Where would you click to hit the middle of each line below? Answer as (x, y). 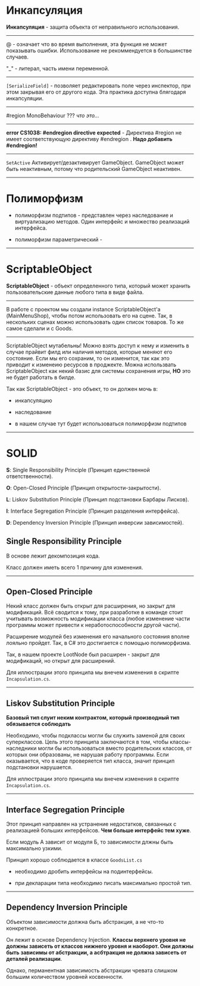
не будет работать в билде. (41, 377)
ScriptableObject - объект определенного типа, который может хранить (98, 286)
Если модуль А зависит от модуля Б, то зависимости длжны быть (90, 842)
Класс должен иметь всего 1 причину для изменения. (75, 567)
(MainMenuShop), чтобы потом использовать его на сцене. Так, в (89, 316)
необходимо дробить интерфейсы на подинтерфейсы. (84, 871)
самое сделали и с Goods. (40, 328)
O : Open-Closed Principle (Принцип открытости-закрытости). (84, 488)
